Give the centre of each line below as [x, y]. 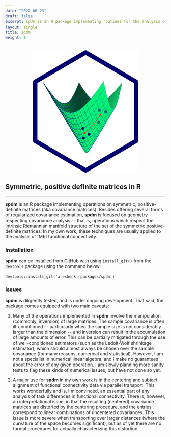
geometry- [138, 215]
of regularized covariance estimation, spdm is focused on [66, 215]
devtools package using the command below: [53, 266]
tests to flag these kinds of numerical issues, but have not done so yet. [87, 370]
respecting [17, 220]
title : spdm [18, 32]
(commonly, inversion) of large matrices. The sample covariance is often [88, 321]
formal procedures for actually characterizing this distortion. [76, 429]
